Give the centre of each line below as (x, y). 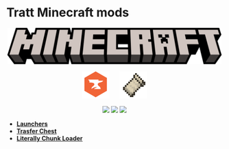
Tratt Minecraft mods (68, 13)
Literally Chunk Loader (49, 139)
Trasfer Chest (36, 131)
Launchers (32, 124)
